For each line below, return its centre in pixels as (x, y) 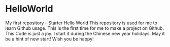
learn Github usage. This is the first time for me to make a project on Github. (84, 28)
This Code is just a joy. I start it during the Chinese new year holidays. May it (85, 33)
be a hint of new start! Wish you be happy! (49, 39)
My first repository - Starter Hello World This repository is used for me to (81, 23)
